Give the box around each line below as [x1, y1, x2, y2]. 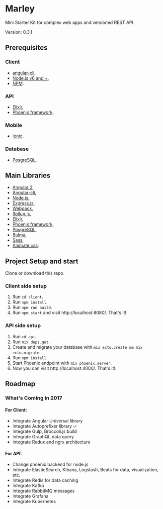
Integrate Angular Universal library [12, 418, 83, 424]
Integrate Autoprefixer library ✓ [12, 423, 77, 429]
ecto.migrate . [12, 349, 41, 355]
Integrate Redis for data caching [12, 477, 79, 483]
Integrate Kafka [12, 483, 44, 489]
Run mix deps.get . [12, 339, 50, 345]
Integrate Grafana [12, 493, 49, 499]
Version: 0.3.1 [5, 29, 32, 35]
